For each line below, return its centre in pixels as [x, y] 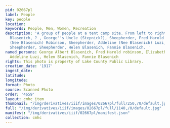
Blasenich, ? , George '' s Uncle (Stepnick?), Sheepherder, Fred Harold [87, 38]
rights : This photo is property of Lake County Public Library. [74, 61]
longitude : [17, 80]
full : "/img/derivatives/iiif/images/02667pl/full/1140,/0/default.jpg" [83, 108]
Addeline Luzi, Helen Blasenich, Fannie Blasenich [64, 57]
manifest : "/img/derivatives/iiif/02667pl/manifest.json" [68, 113]
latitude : [16, 76]
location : [16, 24]
